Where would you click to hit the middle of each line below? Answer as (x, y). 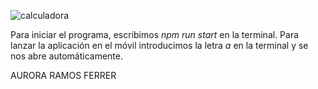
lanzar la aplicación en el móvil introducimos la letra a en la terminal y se (159, 45)
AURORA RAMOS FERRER (63, 75)
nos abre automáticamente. (66, 56)
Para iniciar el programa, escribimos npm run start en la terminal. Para (155, 34)
